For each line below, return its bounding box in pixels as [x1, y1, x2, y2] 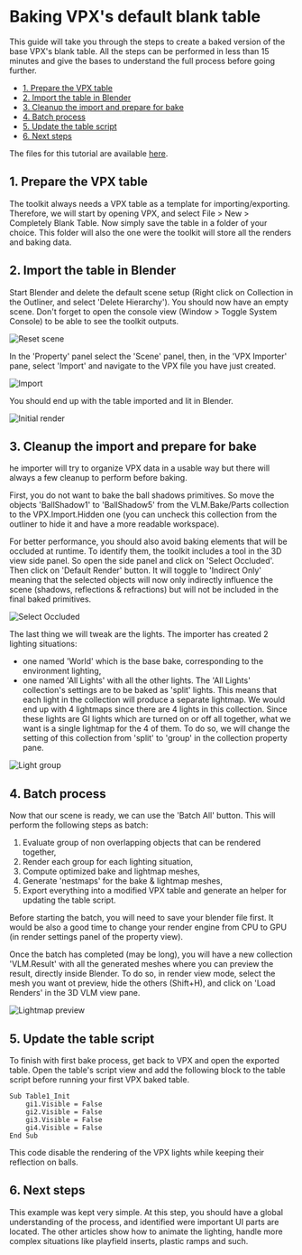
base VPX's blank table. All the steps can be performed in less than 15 [9, 45, 270, 56]
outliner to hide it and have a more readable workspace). [9, 519, 220, 529]
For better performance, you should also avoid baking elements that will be [9, 536, 288, 548]
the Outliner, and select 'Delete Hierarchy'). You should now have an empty [9, 296, 288, 307]
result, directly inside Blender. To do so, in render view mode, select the [9, 969, 276, 979]
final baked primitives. [9, 594, 92, 604]
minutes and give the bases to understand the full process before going [9, 55, 276, 66]
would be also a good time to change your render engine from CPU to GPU [9, 922, 287, 932]
